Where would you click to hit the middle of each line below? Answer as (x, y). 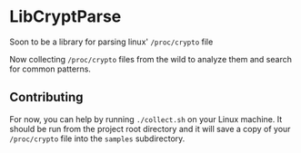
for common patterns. (50, 69)
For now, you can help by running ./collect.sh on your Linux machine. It (146, 119)
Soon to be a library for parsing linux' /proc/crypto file (111, 42)
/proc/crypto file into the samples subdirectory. (97, 139)
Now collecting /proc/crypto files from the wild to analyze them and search (151, 59)
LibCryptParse (65, 17)
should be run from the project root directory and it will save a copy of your (150, 129)
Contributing (46, 97)
